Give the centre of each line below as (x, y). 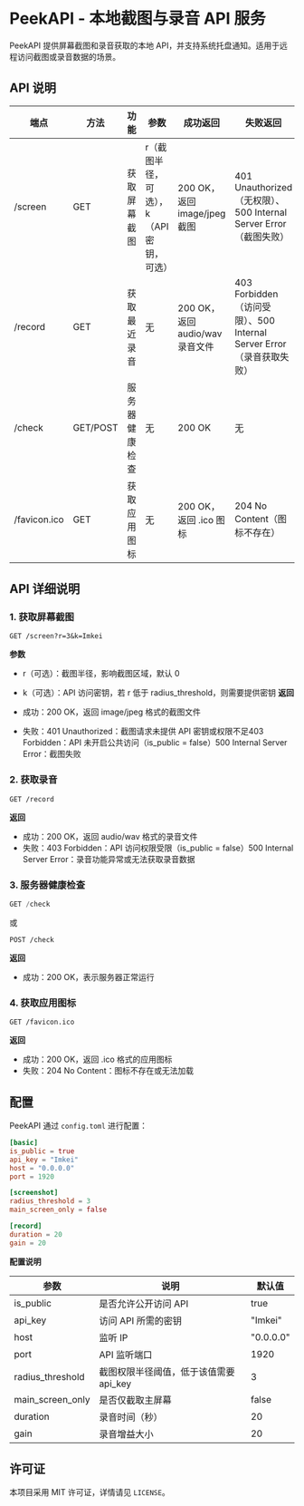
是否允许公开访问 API (144, 1304)
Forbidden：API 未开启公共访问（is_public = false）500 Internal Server (155, 743)
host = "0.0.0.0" (42, 1168)
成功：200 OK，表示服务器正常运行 (89, 976)
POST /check (32, 939)
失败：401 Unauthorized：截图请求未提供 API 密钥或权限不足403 (143, 732)
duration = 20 (36, 1234)
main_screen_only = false (58, 1210)
